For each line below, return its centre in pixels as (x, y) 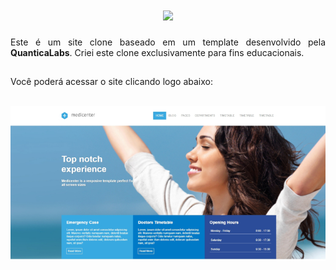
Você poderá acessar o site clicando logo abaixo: (111, 82)
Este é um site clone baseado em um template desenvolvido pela (168, 42)
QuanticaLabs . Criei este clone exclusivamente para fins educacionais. (157, 52)
